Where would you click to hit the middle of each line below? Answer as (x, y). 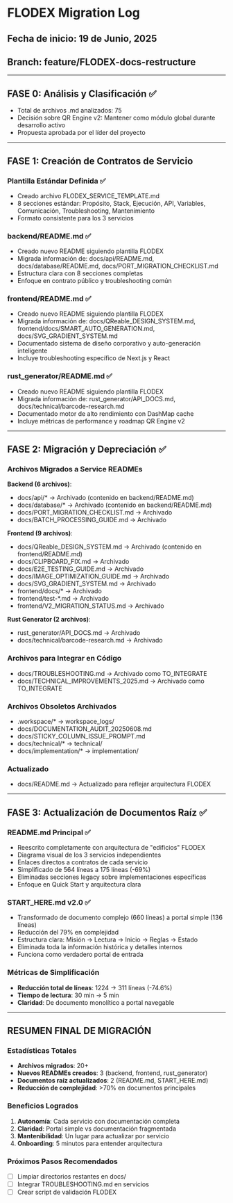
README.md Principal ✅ (49, 832)
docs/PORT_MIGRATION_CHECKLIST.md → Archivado (95, 512)
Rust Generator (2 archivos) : (49, 620)
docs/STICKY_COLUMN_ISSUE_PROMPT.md (81, 736)
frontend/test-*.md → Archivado (63, 599)
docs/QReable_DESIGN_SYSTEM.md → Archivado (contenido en (110, 547)
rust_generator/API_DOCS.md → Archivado (79, 633)
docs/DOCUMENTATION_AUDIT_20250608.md (85, 729)
